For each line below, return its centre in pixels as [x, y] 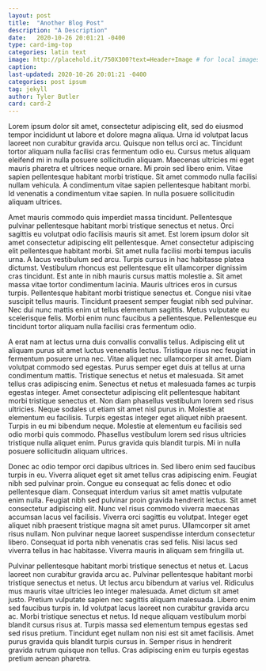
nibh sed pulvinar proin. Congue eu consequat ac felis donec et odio [120, 483]
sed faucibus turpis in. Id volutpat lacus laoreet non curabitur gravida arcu [129, 608]
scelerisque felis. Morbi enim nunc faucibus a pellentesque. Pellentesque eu [133, 318]
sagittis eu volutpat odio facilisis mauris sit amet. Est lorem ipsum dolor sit [129, 234]
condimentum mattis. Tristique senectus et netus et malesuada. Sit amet [126, 376]
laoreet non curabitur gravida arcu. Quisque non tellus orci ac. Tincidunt [125, 143]
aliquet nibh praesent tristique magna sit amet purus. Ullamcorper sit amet [129, 525]
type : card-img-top [40, 45]
